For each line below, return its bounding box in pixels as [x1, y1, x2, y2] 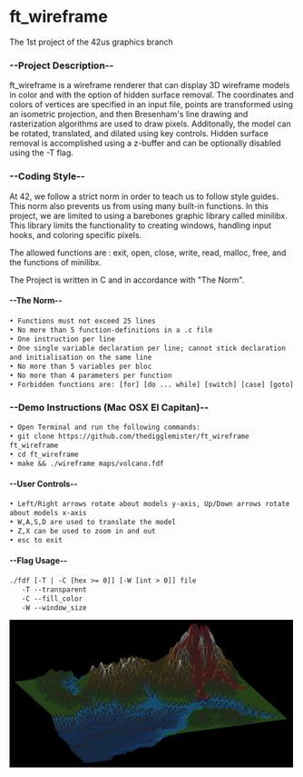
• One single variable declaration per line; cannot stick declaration [9, 344, 286, 353]
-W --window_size [21, 603, 88, 613]
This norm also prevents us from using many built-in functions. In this [9, 200, 269, 211]
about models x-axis [9, 509, 88, 518]
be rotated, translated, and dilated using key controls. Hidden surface [9, 128, 269, 139]
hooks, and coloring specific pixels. [9, 229, 142, 240]
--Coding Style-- [9, 170, 86, 183]
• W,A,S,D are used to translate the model [9, 518, 177, 527]
